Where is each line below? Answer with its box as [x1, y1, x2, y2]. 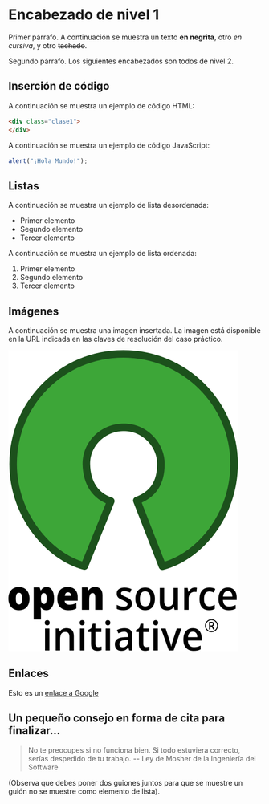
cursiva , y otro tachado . [8, 40, 88, 50]
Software [27, 762, 59, 772]
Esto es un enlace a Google [8, 688, 99, 697]
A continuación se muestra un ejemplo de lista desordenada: [8, 201, 209, 210]
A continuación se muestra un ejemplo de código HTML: [8, 100, 195, 110]
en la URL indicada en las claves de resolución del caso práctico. [8, 335, 223, 343]
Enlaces [8, 667, 50, 680]
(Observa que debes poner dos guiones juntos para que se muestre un [8, 778, 243, 787]
